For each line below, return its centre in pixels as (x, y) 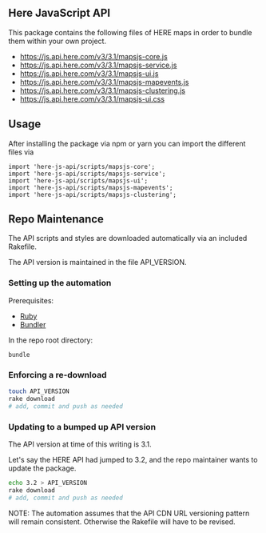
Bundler (33, 324)
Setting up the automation (60, 283)
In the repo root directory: (51, 340)
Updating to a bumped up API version (82, 427)
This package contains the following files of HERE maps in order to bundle (130, 32)
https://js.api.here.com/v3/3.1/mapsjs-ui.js (89, 73)
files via (21, 152)
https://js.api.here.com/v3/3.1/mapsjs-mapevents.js (104, 82)
